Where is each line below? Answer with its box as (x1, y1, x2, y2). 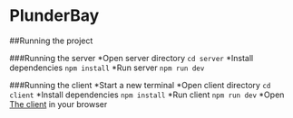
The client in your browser (9, 98, 108, 109)
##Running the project (9, 35, 93, 46)
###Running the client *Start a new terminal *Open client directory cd (9, 79, 271, 90)
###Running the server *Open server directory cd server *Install (9, 52, 254, 63)
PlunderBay (9, 5, 100, 26)
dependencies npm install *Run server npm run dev (9, 62, 205, 73)
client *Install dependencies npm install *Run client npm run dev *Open (9, 89, 285, 100)
